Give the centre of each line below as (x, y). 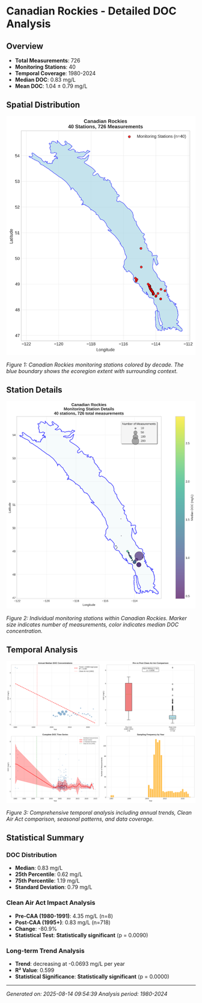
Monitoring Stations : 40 (45, 67)
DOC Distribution (32, 854)
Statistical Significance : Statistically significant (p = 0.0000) (92, 977)
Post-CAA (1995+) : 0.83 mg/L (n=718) (63, 922)
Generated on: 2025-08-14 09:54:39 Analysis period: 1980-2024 (87, 993)
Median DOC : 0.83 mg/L (45, 80)
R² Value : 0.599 (35, 970)
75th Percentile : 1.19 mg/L (47, 881)
